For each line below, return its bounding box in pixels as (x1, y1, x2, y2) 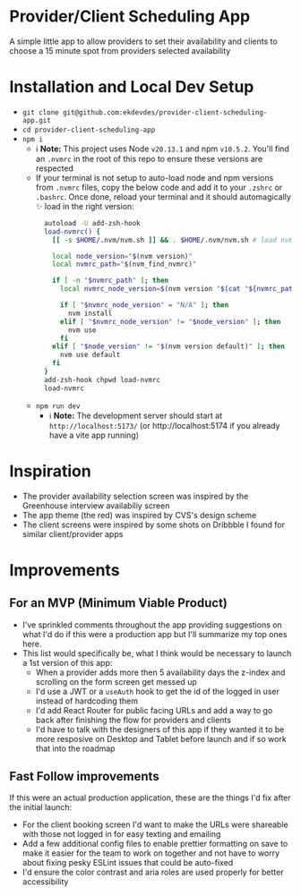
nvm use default (59, 351, 121, 360)
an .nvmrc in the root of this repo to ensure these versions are (35, 153, 263, 164)
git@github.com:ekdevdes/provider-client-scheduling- (62, 107, 268, 117)
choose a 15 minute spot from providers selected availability (9, 45, 231, 55)
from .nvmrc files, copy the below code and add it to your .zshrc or (35, 182, 283, 192)
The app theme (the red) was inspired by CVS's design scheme (21, 509, 257, 520)
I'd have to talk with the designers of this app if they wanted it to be (35, 723, 285, 735)
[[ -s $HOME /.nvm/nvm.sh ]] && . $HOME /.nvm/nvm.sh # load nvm (52, 235, 293, 244)
